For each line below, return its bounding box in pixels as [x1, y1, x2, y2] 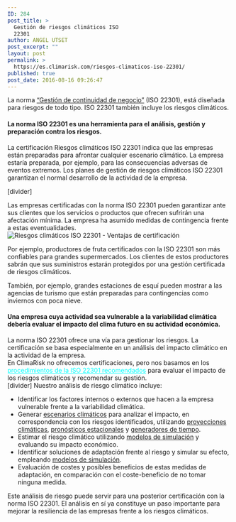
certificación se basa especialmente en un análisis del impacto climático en [7, 343, 228, 352]
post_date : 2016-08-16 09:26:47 [7, 76, 103, 84]
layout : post [7, 50, 46, 58]
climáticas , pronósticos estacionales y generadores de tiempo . [17, 425, 201, 433]
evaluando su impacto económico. [17, 440, 118, 448]
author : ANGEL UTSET [7, 37, 69, 44]
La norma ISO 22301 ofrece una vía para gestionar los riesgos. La [7, 335, 198, 344]
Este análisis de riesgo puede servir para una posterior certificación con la [7, 491, 225, 500]
